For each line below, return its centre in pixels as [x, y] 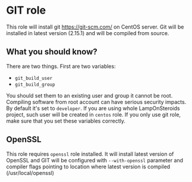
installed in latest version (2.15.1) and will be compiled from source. [88, 33]
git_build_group [35, 84]
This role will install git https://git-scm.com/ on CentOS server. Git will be [95, 27]
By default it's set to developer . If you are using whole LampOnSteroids [93, 108]
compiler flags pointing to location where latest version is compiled [88, 167]
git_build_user [34, 78]
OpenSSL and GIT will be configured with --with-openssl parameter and [95, 160]
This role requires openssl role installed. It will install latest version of [90, 154]
